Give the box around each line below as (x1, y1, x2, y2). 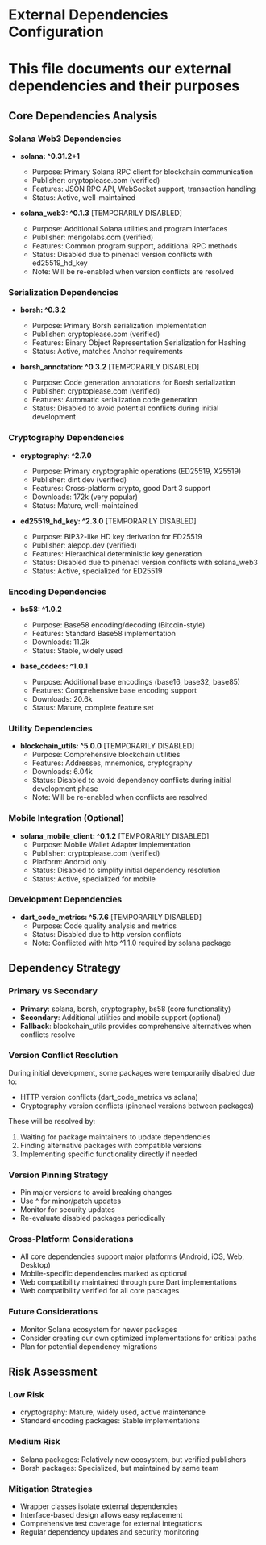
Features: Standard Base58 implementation (31, 628, 176, 638)
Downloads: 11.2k (31, 637, 90, 647)
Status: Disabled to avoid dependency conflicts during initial (31, 776, 232, 785)
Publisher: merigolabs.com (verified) (31, 232, 154, 243)
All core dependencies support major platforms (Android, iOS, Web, (19, 1251, 244, 1261)
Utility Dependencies (8, 723, 93, 734)
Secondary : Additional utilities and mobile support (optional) (19, 1012, 222, 1022)
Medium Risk (8, 1436, 60, 1447)
